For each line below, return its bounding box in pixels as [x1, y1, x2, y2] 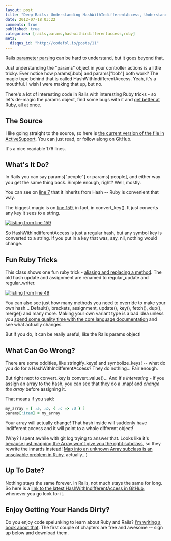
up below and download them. [5, 530, 69, 536]
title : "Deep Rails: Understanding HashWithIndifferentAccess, [5, 12, 142, 17]
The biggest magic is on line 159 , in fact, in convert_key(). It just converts [5, 205, 159, 211]
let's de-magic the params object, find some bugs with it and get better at [5, 96, 160, 102]
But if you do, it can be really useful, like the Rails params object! [5, 331, 141, 337]
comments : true [5, 21, 38, 27]
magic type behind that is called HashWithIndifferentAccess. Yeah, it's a [5, 75, 156, 82]
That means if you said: [5, 396, 54, 402]
